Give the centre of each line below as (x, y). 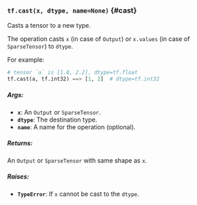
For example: (26, 60)
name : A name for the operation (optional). (76, 127)
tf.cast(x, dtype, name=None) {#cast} (72, 10)
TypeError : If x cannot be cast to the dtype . (78, 194)
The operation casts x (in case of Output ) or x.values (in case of (98, 39)
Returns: (20, 143)
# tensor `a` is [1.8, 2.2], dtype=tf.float (72, 73)
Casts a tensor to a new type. (49, 26)
